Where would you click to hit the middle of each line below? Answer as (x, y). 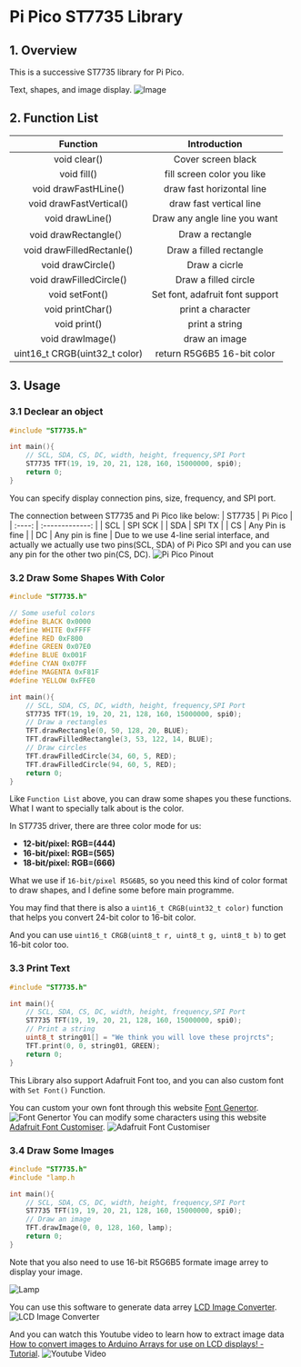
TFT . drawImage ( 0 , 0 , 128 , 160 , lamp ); (99, 1228)
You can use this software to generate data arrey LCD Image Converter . (143, 1307)
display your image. (46, 1272)
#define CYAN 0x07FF (49, 664)
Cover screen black (215, 159)
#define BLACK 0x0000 (50, 621)
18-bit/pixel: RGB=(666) (69, 863)
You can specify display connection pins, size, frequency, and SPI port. (143, 498)
